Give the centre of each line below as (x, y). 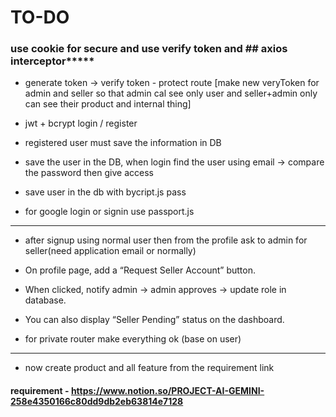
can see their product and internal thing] (108, 104)
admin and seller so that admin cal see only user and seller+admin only (171, 93)
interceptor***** (52, 61)
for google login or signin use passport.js (109, 212)
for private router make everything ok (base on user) (133, 339)
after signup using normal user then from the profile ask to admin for (166, 240)
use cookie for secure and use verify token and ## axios (149, 49)
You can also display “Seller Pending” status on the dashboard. (154, 320)
